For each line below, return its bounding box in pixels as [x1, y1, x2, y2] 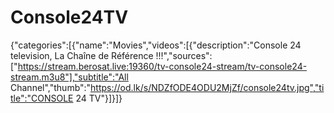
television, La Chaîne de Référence [10, 49, 154, 61]
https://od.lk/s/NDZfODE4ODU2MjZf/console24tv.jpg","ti [90, 81, 325, 93]
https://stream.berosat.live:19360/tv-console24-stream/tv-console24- [17, 60, 308, 72]
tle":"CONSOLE [10, 92, 74, 104]
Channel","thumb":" [10, 81, 92, 93]
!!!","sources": [155, 49, 213, 61]
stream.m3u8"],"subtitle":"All [10, 71, 129, 83]
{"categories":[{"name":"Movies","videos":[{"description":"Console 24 [10, 39, 302, 51]
